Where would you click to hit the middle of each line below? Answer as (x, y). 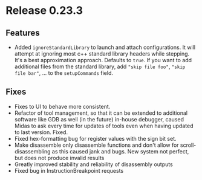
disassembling (32, 151)
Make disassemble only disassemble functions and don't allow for (96, 145)
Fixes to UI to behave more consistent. (62, 106)
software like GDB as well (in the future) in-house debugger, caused (99, 119)
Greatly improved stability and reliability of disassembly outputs (93, 164)
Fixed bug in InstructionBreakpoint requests (69, 170)
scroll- (188, 145)
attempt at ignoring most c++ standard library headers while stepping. (102, 54)
